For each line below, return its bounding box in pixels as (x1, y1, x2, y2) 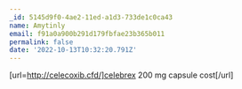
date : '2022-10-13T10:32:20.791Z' (9, 46, 138, 55)
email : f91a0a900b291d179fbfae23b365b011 (9, 29, 165, 38)
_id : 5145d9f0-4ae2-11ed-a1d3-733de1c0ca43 (9, 12, 173, 22)
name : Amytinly (9, 21, 66, 30)
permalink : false (9, 37, 74, 47)
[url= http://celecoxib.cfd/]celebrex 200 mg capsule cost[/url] (9, 70, 234, 80)
